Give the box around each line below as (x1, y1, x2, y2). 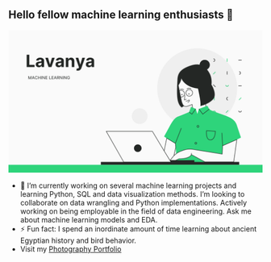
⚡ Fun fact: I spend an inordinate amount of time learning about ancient (19, 224, 256, 234)
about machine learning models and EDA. (19, 215, 158, 225)
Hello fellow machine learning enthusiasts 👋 (8, 8, 234, 22)
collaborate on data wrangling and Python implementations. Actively (19, 198, 248, 208)
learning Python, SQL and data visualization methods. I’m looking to (19, 189, 245, 199)
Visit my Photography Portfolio (19, 244, 122, 254)
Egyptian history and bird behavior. (19, 235, 137, 246)
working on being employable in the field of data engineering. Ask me (19, 206, 252, 216)
